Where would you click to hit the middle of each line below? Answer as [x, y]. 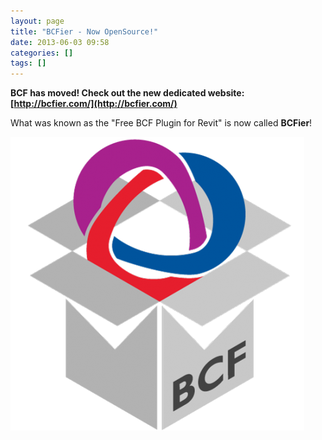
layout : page [37, 21]
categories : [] [42, 53]
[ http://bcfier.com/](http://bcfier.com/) [94, 104]
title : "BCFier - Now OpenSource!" [84, 31]
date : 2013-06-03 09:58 [60, 42]
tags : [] [28, 63]
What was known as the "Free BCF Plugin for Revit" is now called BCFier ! [161, 123]
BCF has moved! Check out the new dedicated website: [127, 93]
